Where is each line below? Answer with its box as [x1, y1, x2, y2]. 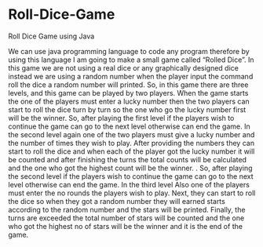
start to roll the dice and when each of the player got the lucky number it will [8, 147, 255, 156]
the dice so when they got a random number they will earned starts [8, 196, 225, 205]
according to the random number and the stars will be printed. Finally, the [8, 205, 246, 214]
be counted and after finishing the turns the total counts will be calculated [8, 154, 247, 164]
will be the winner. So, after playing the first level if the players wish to [8, 113, 235, 122]
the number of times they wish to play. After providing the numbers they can [8, 138, 255, 147]
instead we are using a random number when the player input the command [8, 71, 254, 81]
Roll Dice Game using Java [8, 31, 95, 41]
